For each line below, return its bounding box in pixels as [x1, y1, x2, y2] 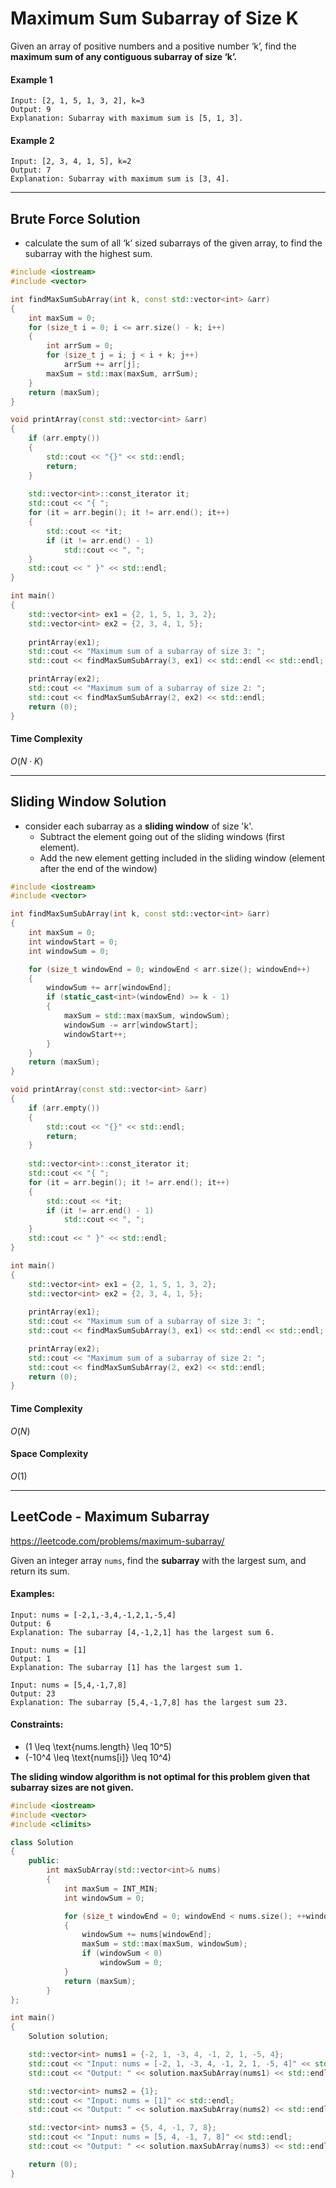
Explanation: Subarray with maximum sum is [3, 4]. [10, 174, 230, 184]
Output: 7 [10, 165, 52, 176]
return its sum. [10, 1565, 70, 1577]
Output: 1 [10, 1653, 52, 1664]
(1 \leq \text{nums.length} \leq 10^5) [24, 1740, 173, 1752]
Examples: [10, 1588, 55, 1600]
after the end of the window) [39, 862, 158, 874]
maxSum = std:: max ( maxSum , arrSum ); [46, 368, 199, 379]
